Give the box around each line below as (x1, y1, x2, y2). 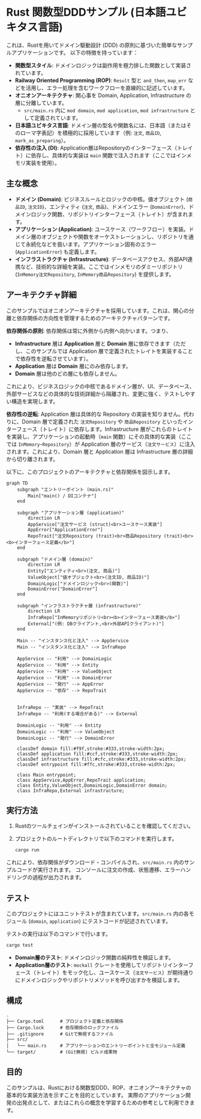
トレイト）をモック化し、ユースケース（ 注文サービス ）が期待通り (35, 968, 194, 976)
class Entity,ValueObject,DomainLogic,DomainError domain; (17, 782, 168, 788)
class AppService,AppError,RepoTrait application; (17, 777, 146, 783)
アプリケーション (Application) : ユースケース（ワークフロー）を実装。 (14, 226, 189, 233)
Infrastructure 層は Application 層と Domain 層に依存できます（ (14, 340, 176, 347)
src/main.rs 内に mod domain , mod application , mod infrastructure (23, 106, 189, 114)
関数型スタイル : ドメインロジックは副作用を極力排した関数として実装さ (14, 61, 192, 69)
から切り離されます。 (6, 455, 59, 463)
